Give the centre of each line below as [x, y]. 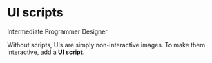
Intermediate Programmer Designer [58, 32]
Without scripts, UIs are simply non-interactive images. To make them [106, 45]
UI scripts [35, 13]
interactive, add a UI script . [46, 52]
